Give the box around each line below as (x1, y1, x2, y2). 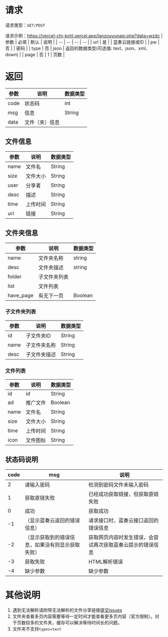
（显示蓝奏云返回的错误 (24, 517, 80, 524)
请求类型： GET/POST (5, 22, 45, 28)
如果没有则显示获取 (34, 541, 80, 548)
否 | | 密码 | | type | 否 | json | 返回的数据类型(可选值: (5, 45, 112, 51)
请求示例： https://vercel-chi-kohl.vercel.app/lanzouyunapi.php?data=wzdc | (5, 33, 163, 39)
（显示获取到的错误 (24, 534, 70, 541)
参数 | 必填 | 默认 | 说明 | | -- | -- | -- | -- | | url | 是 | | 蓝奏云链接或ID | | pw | (5, 39, 160, 45)
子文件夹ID (25, 332, 51, 339)
